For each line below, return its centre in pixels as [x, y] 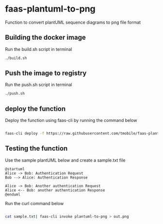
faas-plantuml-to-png [50, 9]
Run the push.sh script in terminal [39, 85]
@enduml [13, 194]
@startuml [15, 169]
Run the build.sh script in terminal [39, 49]
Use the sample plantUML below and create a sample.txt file [65, 160]
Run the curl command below [34, 203]
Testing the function [36, 149]
